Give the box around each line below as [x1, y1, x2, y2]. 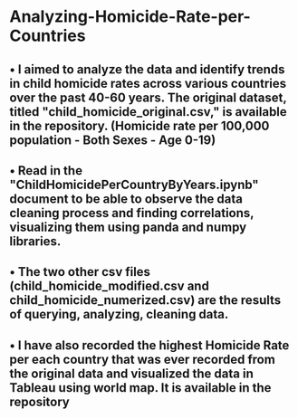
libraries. [9, 233, 62, 249]
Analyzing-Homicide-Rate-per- [9, 6, 251, 27]
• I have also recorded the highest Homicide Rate [9, 337, 290, 353]
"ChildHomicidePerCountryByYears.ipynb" [9, 176, 260, 192]
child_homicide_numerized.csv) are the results [9, 292, 282, 309]
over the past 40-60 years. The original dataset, [9, 90, 287, 105]
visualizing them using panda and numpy [9, 219, 247, 234]
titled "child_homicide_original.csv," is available [9, 104, 287, 119]
